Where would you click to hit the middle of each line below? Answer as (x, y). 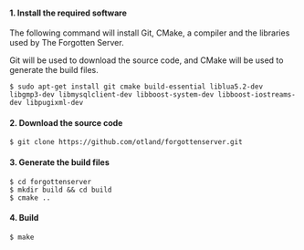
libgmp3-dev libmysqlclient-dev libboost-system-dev (112, 95)
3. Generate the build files (59, 162)
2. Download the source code (66, 122)
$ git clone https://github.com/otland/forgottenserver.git (126, 142)
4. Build (24, 218)
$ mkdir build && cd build (61, 190)
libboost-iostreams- (257, 95)
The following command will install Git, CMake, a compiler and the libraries (150, 33)
